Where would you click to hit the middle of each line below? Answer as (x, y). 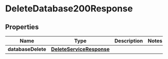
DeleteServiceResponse (80, 49)
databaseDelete (27, 49)
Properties (22, 27)
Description (129, 41)
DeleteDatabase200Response (69, 9)
